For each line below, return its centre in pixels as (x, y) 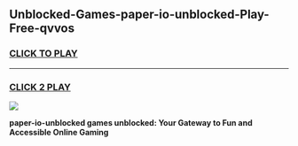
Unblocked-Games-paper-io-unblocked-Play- (139, 15)
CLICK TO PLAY (43, 54)
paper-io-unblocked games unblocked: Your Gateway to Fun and (131, 122)
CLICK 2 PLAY (40, 87)
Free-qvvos (42, 29)
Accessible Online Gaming (59, 132)
